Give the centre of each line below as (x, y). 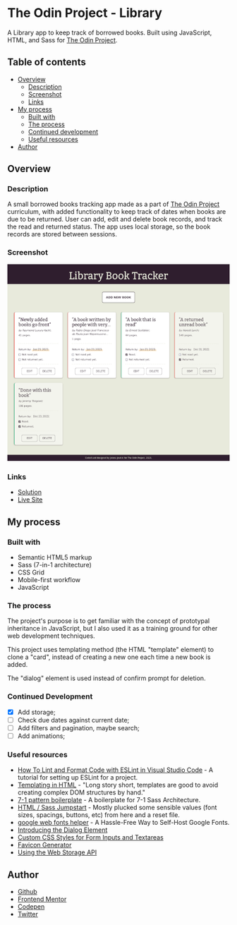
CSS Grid (31, 572)
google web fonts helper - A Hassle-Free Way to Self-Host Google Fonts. (123, 823)
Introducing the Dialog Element (62, 830)
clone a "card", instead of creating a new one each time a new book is (109, 657)
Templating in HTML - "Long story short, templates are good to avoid (118, 785)
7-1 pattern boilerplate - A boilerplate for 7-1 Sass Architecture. (109, 800)
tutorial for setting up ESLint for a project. (78, 778)
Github (27, 892)
